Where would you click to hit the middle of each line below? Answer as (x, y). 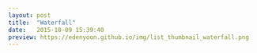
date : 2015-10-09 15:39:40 (56, 30)
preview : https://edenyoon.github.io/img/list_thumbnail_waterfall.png (128, 37)
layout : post (30, 15)
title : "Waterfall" (42, 23)
